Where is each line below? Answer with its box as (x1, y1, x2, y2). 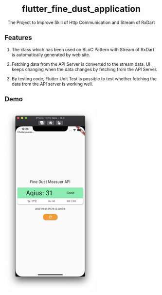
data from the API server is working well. (11, 81, 93, 87)
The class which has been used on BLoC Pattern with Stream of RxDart (11, 46, 155, 52)
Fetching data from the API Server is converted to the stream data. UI (11, 61, 150, 67)
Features (4, 34, 32, 42)
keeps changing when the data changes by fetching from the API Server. (11, 66, 158, 72)
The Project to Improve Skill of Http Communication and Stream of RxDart (7, 19, 155, 25)
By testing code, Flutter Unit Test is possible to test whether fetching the (11, 75, 157, 81)
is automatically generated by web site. (11, 52, 90, 57)
